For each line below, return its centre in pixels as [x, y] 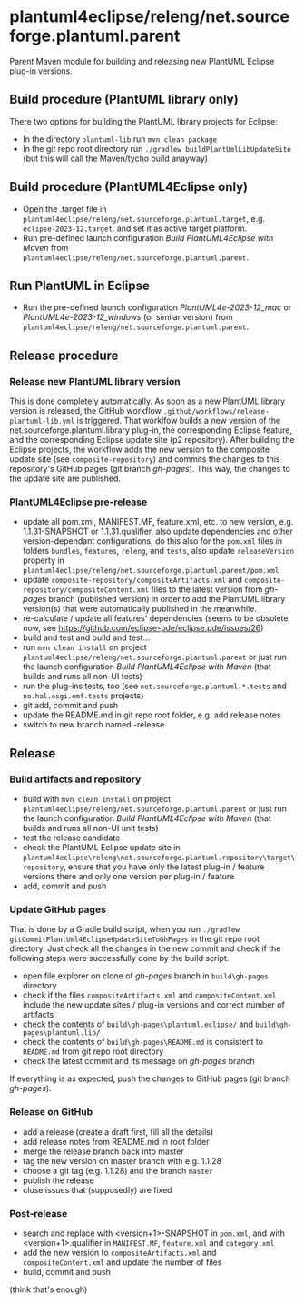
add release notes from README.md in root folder [116, 1141]
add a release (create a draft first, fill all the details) [118, 1132]
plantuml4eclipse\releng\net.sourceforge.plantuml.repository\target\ [159, 858]
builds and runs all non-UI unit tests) [90, 828]
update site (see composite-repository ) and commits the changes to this [145, 459]
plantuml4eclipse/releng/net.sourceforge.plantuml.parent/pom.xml [151, 571]
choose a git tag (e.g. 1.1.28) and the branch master [118, 1170]
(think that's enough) [49, 1289]
